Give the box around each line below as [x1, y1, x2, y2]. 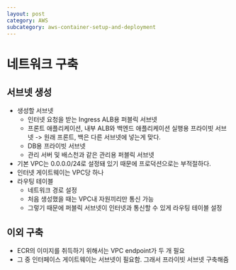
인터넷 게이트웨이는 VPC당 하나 [16, 168, 104, 177]
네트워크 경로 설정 [27, 186, 77, 194]
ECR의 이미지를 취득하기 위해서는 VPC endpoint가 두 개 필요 [16, 247, 185, 255]
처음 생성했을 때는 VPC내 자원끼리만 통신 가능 [27, 195, 154, 204]
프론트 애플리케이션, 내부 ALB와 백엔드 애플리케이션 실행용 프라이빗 [27, 124, 214, 133]
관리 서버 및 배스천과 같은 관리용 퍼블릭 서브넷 [27, 151, 154, 159]
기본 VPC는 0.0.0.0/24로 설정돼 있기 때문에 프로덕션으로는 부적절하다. [16, 160, 212, 168]
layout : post [6, 10, 45, 18]
